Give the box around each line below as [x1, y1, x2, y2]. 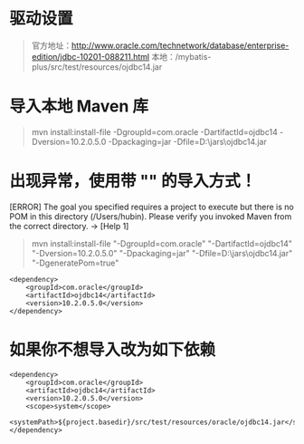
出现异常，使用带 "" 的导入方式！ [9, 171, 257, 191]
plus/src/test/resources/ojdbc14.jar [31, 61, 163, 72]
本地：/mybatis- [151, 51, 212, 62]
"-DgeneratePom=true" [31, 257, 119, 268]
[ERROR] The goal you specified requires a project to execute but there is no [9, 201, 294, 212]
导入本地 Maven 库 [9, 96, 149, 117]
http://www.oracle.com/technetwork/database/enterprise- [71, 40, 290, 51]
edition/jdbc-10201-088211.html [31, 51, 150, 62]
